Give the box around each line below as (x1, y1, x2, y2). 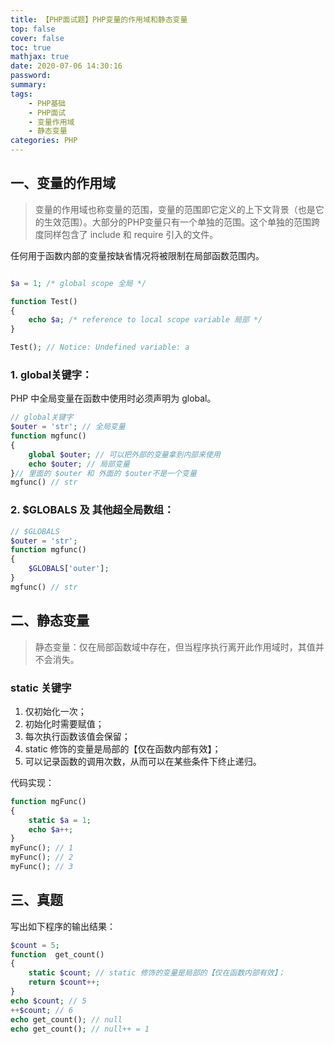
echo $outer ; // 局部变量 (28, 459, 130, 469)
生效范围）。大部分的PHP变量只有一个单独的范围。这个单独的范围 (43, 216, 312, 228)
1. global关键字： (10, 367, 93, 381)
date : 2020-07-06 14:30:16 (10, 61, 123, 71)
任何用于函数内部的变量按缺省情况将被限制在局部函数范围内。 (10, 249, 265, 261)
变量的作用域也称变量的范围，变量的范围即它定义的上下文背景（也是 (34, 203, 316, 215)
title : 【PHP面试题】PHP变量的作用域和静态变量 (10, 14, 188, 25)
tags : (10, 89, 33, 99)
